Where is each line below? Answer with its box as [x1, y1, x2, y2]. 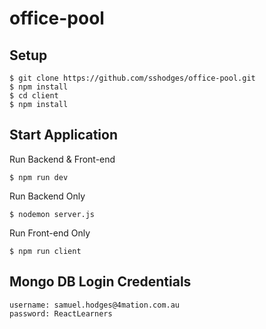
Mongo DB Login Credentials [9, 273, 192, 291]
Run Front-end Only [9, 227, 91, 239]
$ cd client [9, 91, 59, 101]
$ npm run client [9, 246, 82, 256]
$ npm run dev [9, 172, 69, 182]
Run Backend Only [9, 190, 86, 202]
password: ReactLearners [9, 308, 113, 319]
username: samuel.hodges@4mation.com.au [9, 300, 181, 310]
